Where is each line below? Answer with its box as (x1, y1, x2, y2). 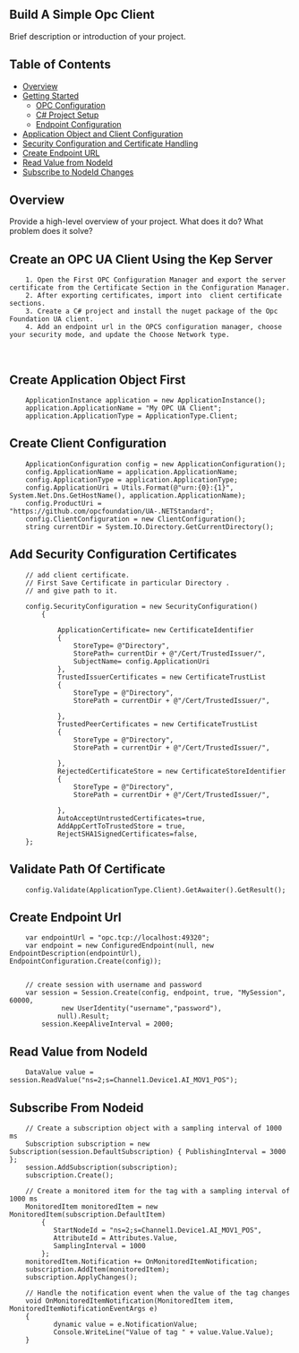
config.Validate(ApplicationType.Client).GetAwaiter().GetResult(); (25, 885, 286, 895)
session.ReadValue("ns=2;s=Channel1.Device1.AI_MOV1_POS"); (9, 1076, 239, 1085)
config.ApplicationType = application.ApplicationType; (25, 475, 239, 484)
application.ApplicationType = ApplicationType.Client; (25, 412, 239, 421)
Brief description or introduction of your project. (9, 30, 186, 41)
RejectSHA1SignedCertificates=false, (56, 829, 199, 838)
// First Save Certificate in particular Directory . (25, 578, 230, 587)
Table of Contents (9, 57, 112, 73)
